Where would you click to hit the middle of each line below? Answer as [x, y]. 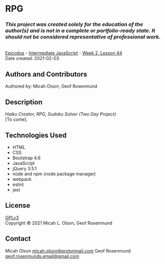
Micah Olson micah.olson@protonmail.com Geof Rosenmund [68, 250]
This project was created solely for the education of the [74, 25]
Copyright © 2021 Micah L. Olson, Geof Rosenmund [59, 223]
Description [24, 102]
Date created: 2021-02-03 [32, 59]
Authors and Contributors [46, 74]
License [18, 206]
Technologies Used [36, 135]
